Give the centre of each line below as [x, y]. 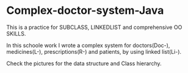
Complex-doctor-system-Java [85, 11]
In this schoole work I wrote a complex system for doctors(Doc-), [88, 45]
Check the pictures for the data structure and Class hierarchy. [84, 63]
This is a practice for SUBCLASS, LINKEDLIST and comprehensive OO [94, 27]
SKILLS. [16, 33]
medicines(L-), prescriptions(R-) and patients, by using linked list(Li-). [94, 51]
